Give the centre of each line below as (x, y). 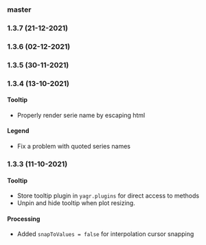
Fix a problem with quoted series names (73, 147)
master (19, 10)
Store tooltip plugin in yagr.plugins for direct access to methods (108, 196)
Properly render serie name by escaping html (81, 115)
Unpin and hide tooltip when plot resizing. (76, 203)
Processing (24, 219)
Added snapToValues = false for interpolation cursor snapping (105, 234)
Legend (18, 131)
